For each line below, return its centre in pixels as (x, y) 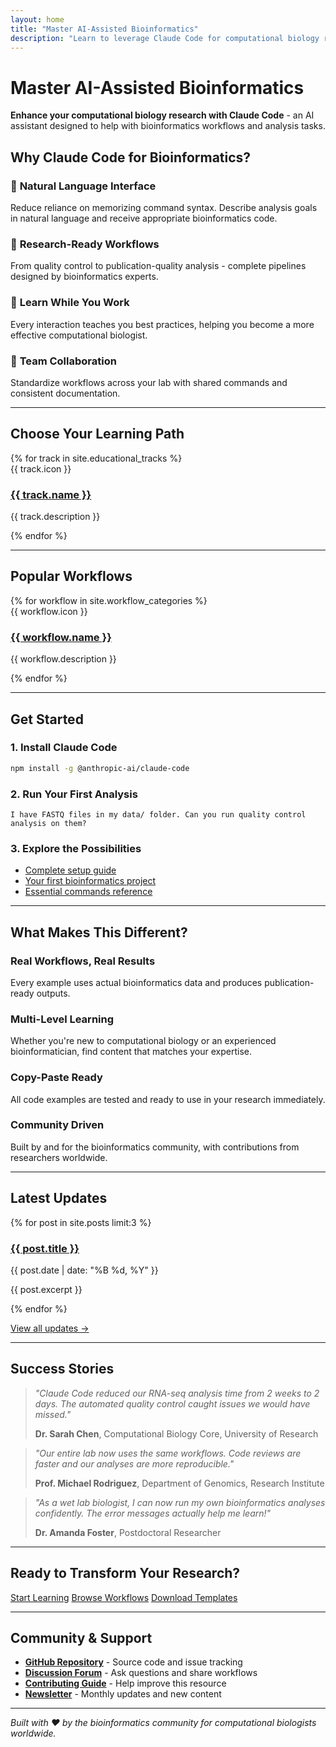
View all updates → (50, 1328)
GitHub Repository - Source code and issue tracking (133, 1662)
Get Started (47, 719)
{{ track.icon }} (41, 468)
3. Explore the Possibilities (76, 848)
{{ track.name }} (51, 494)
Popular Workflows (71, 576)
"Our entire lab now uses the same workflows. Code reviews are (168, 1453)
